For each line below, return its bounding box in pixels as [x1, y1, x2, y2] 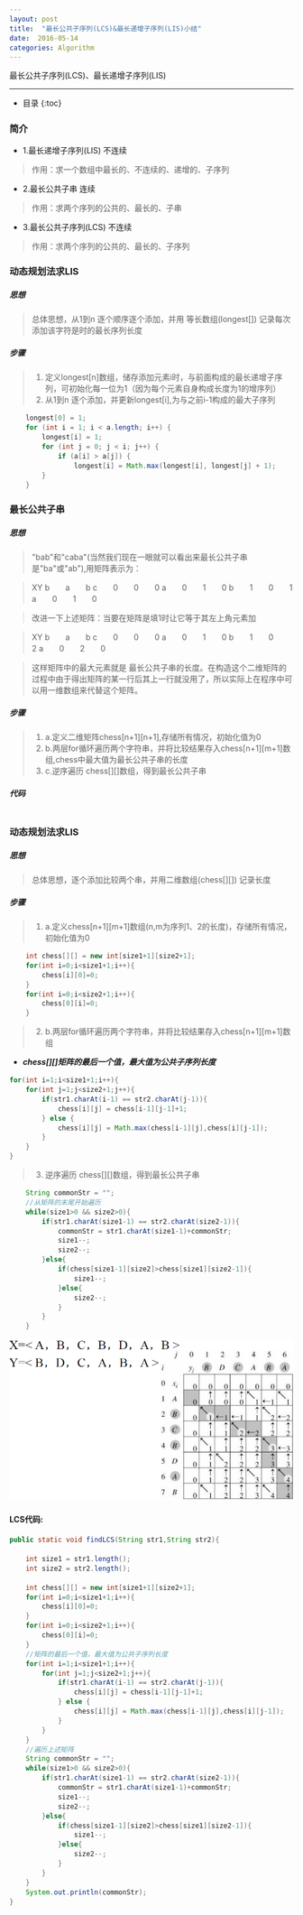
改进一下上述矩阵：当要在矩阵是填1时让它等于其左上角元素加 [31, 613, 257, 624]
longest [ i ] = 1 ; [41, 433, 103, 442]
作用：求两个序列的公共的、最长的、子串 [31, 202, 182, 213]
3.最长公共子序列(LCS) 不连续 [22, 221, 133, 232]
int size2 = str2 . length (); [25, 1564, 131, 1573]
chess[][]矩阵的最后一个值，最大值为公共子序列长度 [22, 1057, 216, 1068]
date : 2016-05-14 [9, 33, 78, 42]
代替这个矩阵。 [87, 685, 142, 696]
